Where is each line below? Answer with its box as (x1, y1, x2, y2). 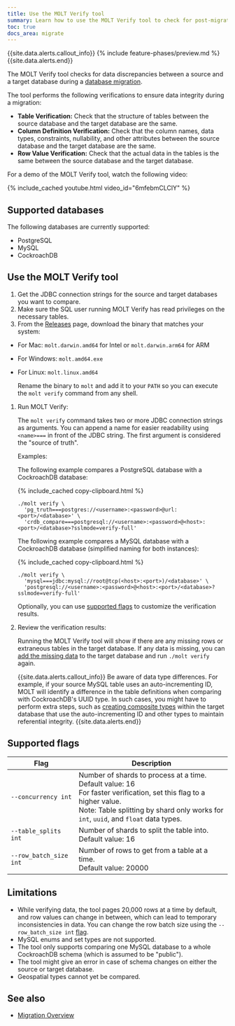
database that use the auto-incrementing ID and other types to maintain (17, 709, 225, 718)
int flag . (64, 927, 89, 936)
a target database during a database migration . (7, 78, 143, 86)
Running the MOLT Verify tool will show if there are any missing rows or (17, 637, 224, 645)
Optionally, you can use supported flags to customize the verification (17, 602, 217, 610)
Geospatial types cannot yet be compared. (17, 972, 141, 980)
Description (131, 758, 171, 768)
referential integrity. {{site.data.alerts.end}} (17, 717, 142, 726)
